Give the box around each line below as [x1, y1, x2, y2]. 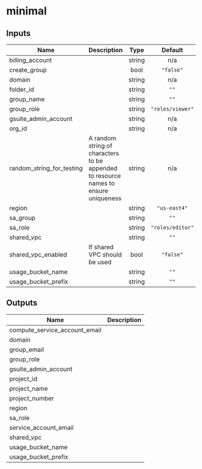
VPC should [88, 250, 122, 259]
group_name [9, 95, 45, 103]
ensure [88, 187, 108, 195]
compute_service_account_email [9, 325, 102, 334]
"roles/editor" [150, 224, 194, 231]
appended [88, 164, 118, 172]
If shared [88, 243, 114, 251]
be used [88, 258, 112, 266]
